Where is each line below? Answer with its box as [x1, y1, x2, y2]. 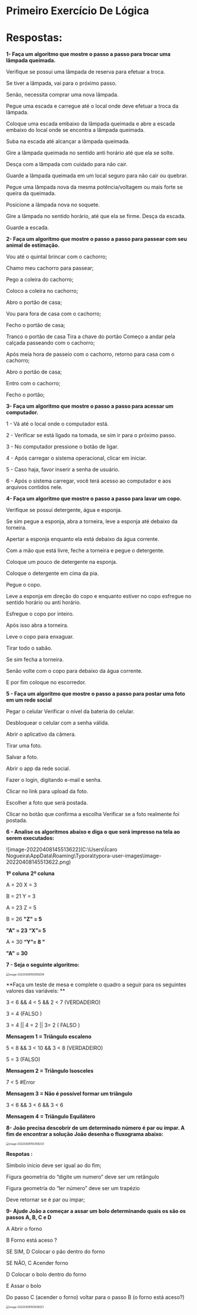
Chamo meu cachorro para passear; [6, 265, 94, 272]
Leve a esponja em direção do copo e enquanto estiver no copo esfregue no [6, 593, 192, 600]
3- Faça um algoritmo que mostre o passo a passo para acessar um [6, 402, 173, 410]
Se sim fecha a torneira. [6, 656, 64, 663]
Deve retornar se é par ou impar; [6, 1196, 85, 1203]
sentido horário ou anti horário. [6, 599, 81, 606]
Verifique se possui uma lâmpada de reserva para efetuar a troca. [6, 68, 166, 75]
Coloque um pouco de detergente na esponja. [6, 559, 118, 566]
